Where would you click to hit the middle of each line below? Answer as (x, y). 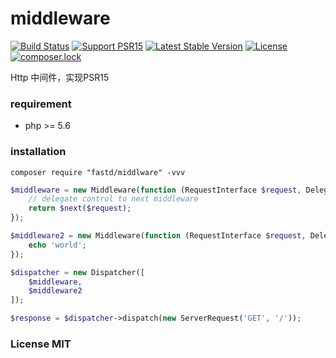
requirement (41, 104)
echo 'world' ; (57, 245)
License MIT (41, 344)
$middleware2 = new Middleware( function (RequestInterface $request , (158, 236)
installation (38, 152)
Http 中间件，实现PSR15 (60, 77)
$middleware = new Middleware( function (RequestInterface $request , (156, 190)
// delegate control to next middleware (113, 199)
